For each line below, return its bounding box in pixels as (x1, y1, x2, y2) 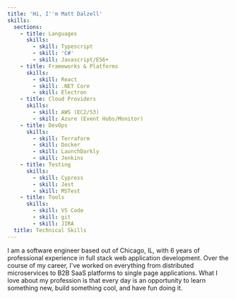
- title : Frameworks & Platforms (20, 63, 119, 70)
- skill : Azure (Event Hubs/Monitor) (33, 115, 143, 122)
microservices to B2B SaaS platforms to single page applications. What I (7, 269, 218, 277)
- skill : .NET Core (33, 83, 90, 90)
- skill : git (33, 214, 71, 221)
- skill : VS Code (33, 207, 83, 214)
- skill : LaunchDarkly (33, 148, 100, 155)
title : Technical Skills (13, 226, 87, 233)
